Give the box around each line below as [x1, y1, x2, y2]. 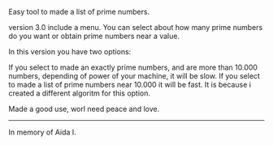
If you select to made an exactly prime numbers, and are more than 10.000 [8, 62, 258, 72]
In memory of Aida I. [8, 127, 77, 137]
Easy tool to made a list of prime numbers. [8, 7, 150, 16]
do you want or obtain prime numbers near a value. [8, 32, 180, 41]
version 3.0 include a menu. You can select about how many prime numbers [8, 23, 263, 32]
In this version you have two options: [8, 47, 132, 56]
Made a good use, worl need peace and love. [8, 104, 160, 113]
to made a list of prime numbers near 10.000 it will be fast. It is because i [8, 80, 252, 89]
